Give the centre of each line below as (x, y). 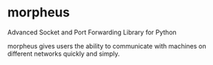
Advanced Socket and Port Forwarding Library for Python (92, 32)
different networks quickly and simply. (64, 54)
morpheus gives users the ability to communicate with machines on (107, 46)
